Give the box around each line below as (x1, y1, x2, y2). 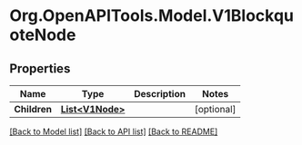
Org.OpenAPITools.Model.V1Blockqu (9, 5, 294, 26)
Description (133, 88, 186, 100)
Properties (9, 61, 71, 76)
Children (14, 103, 53, 115)
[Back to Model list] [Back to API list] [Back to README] (9, 126, 218, 137)
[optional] (194, 103, 237, 115)
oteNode (9, 24, 76, 45)
